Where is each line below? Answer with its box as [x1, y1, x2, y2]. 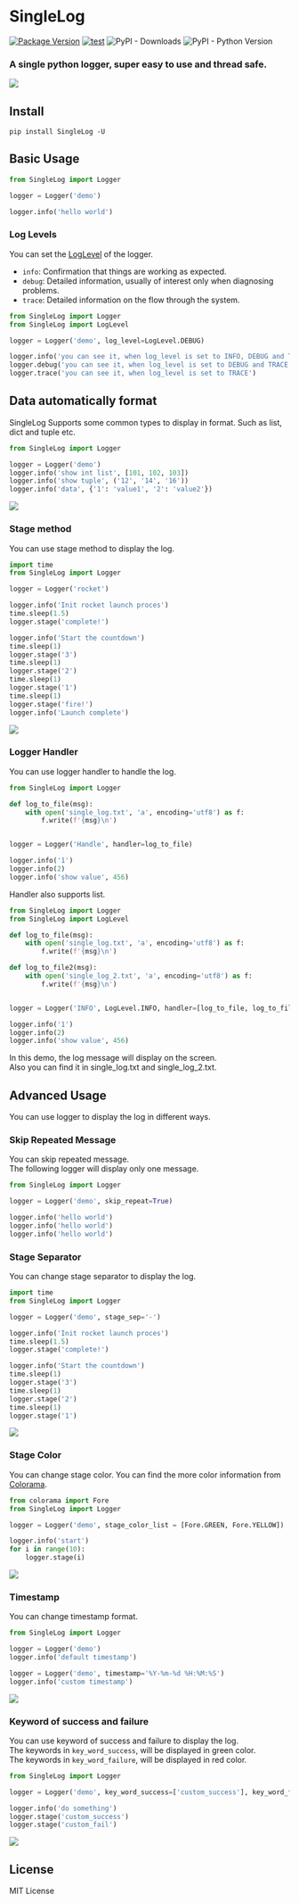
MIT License [9, 1885, 55, 1897]
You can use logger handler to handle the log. [9, 765, 176, 777]
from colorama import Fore [9, 1496, 109, 1505]
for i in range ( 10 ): [9, 1545, 86, 1554]
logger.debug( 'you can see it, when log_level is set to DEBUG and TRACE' [9, 360, 293, 369]
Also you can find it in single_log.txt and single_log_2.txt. [9, 1062, 217, 1072]
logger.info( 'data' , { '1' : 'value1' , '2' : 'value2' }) [9, 484, 214, 494]
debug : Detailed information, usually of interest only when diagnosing [21, 275, 274, 286]
